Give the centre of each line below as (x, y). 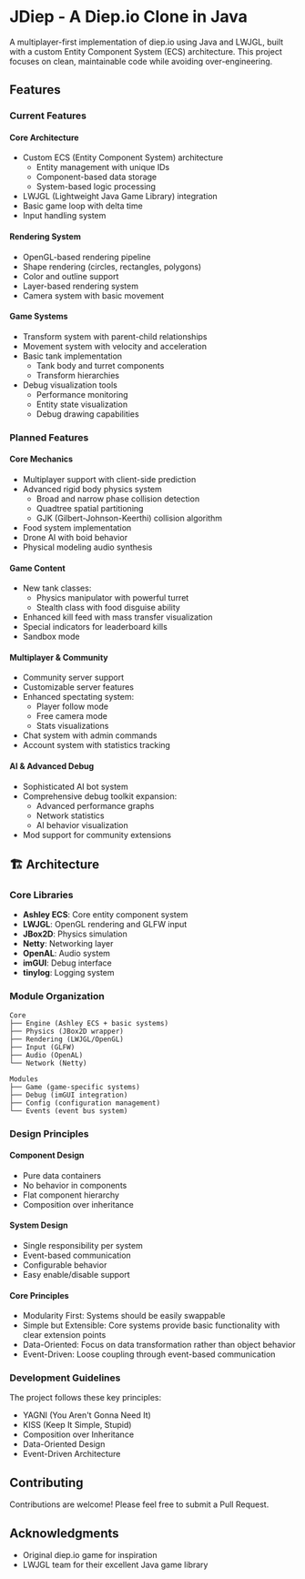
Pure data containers (62, 1175)
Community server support (73, 678)
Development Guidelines (65, 1378)
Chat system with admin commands (90, 735)
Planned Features (49, 437)
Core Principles (40, 1295)
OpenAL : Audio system (66, 954)
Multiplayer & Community (59, 657)
